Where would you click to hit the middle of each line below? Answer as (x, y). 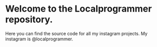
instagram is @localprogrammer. (39, 39)
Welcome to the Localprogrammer (78, 9)
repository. (29, 19)
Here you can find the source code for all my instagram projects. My (76, 33)
